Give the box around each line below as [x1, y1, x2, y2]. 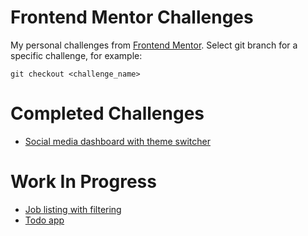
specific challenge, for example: [10, 49, 143, 61]
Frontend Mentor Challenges [10, 6, 254, 29]
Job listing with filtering [24, 203, 122, 215]
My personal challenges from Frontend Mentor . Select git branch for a [10, 39, 298, 51]
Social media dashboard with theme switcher [24, 135, 211, 147]
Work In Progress [10, 171, 157, 193]
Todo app [24, 214, 65, 226]
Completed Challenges [10, 102, 205, 125]
